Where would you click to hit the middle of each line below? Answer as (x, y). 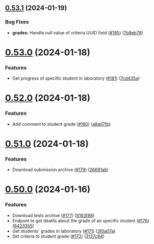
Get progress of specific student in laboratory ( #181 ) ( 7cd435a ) (76, 78)
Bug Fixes (17, 22)
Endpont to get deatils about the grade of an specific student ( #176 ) (81, 221)
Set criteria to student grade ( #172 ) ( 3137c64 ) (58, 236)
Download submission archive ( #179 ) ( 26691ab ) (60, 170)
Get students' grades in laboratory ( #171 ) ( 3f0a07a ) (64, 231)
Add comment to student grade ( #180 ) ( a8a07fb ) (62, 124)
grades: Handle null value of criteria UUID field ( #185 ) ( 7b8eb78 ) (78, 33)
